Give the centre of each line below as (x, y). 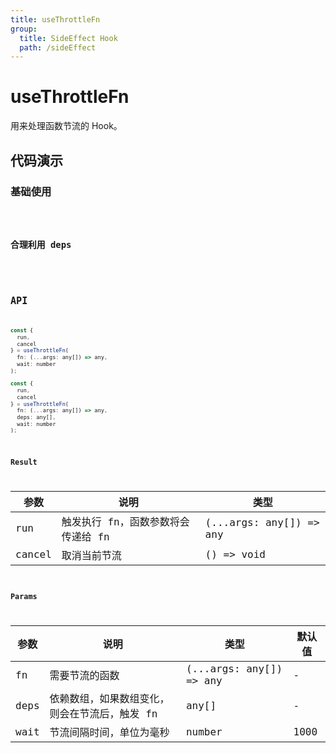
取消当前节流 (91, 555)
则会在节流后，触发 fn (103, 714)
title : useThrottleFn (55, 19)
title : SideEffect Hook (68, 38)
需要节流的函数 (84, 676)
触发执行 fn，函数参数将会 (125, 521)
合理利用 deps (41, 245)
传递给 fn (85, 536)
